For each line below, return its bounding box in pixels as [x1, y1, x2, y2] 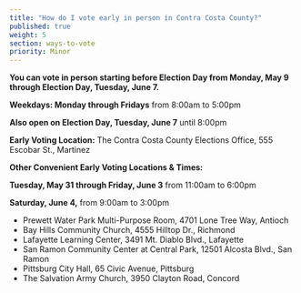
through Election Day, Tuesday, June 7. [9, 82, 159, 93]
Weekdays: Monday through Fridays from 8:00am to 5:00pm [9, 99, 241, 110]
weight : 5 [9, 30, 47, 39]
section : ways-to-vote [9, 38, 95, 48]
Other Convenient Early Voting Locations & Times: [9, 162, 204, 173]
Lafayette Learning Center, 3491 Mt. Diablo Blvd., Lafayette [22, 234, 244, 246]
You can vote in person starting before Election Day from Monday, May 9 [9, 72, 289, 83]
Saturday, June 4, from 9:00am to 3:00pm [9, 197, 170, 208]
